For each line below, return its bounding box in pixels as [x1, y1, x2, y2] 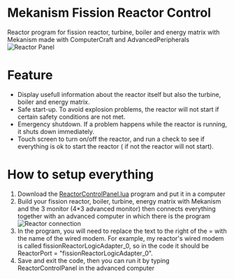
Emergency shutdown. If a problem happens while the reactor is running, [17, 120, 227, 128]
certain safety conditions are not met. [17, 112, 126, 121]
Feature [7, 68, 53, 83]
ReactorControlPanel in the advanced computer [17, 264, 155, 272]
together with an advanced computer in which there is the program [17, 211, 211, 220]
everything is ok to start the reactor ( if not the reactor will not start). [17, 142, 214, 151]
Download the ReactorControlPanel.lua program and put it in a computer [17, 190, 226, 198]
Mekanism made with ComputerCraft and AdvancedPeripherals [7, 35, 190, 43]
